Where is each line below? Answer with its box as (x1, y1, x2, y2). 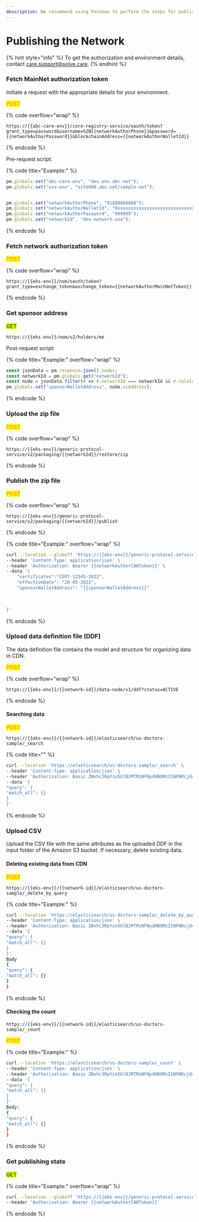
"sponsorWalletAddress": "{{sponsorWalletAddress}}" (17, 585, 150, 591)
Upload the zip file (6, 410, 60, 418)
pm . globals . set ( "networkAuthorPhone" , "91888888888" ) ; (6, 200, 145, 206)
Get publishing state (6, 1157, 66, 1166)
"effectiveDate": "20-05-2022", (17, 579, 97, 585)
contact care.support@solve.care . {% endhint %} (6, 60, 127, 67)
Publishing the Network (6, 34, 125, 48)
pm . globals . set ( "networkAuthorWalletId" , (6, 206, 110, 212)
